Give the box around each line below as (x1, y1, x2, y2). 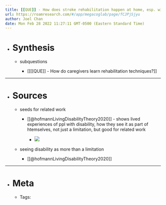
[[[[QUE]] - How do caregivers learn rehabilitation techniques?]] (27, 68, 157, 74)
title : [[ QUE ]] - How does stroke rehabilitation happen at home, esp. (5, 7, 156, 12)
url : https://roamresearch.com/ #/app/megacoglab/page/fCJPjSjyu (5, 12, 140, 17)
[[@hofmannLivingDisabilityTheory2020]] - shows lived (27, 116, 141, 122)
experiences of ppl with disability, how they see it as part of (27, 122, 149, 127)
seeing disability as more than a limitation (19, 146, 104, 152)
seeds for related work (19, 107, 66, 113)
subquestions (19, 59, 48, 65)
